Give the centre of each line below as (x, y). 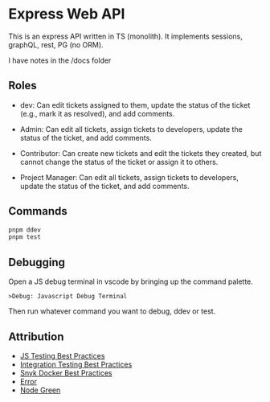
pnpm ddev (25, 230)
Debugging (37, 262)
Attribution (36, 336)
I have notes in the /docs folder (60, 60)
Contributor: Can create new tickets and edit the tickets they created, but (141, 153)
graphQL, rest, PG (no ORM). (56, 44)
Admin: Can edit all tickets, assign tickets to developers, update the (131, 129)
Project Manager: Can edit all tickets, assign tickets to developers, (129, 177)
